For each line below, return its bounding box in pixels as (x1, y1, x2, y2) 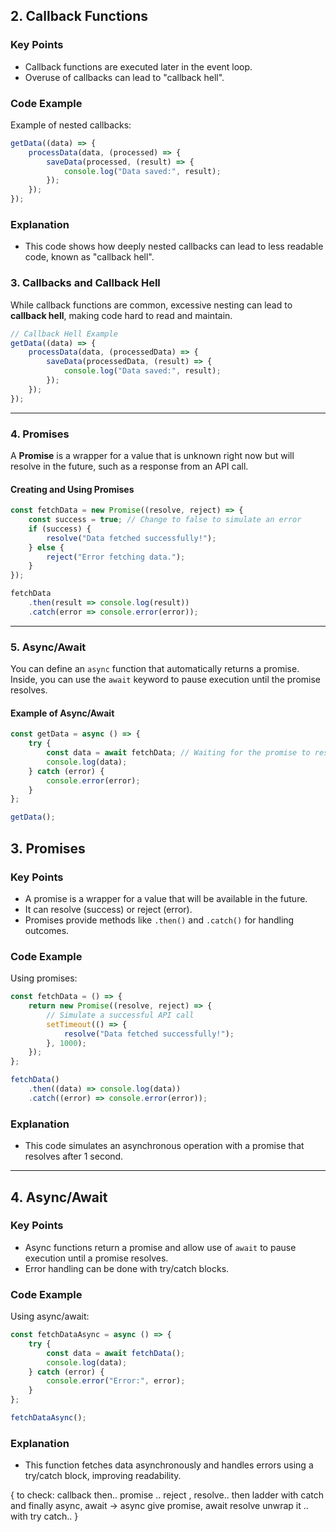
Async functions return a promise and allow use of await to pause (24, 1241, 297, 1253)
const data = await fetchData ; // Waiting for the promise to (46, 748, 311, 758)
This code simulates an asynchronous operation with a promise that (24, 1140, 305, 1152)
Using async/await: (10, 1310, 90, 1323)
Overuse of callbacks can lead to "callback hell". (24, 71, 225, 83)
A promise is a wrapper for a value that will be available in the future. (24, 892, 308, 904)
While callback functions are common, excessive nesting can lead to (10, 299, 293, 311)
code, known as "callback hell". (24, 251, 155, 263)
